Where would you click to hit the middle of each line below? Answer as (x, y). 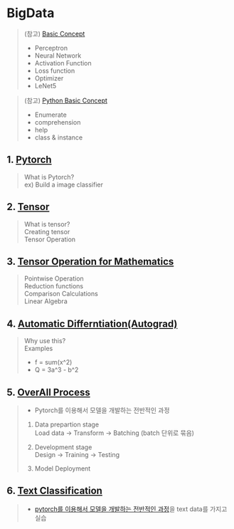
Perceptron (51, 48)
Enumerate (50, 115)
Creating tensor (47, 231)
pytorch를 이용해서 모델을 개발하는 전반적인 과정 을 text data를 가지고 (131, 509)
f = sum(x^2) (53, 362)
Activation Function (63, 63)
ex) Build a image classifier (64, 184)
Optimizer (49, 78)
